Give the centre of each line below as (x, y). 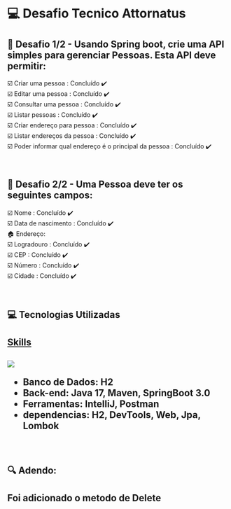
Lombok (41, 425)
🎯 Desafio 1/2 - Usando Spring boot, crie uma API (116, 44)
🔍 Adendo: (32, 471)
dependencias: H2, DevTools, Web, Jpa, (112, 415)
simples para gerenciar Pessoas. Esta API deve (112, 55)
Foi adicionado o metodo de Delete (84, 498)
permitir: (27, 66)
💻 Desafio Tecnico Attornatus (97, 14)
